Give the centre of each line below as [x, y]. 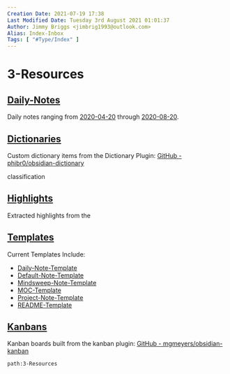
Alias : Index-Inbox [36, 33]
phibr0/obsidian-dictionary [46, 163]
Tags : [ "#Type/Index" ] [43, 40]
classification [26, 176]
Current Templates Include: [46, 254]
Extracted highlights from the [49, 215]
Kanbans [27, 327]
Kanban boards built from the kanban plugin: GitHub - [84, 344]
